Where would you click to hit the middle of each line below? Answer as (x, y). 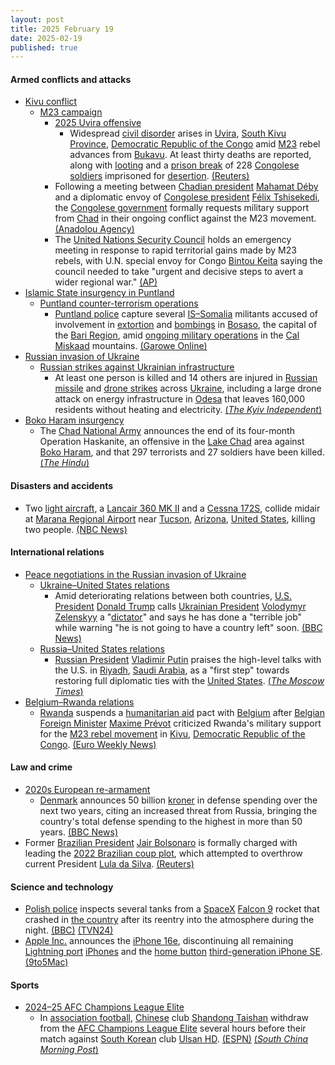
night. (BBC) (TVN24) (69, 930)
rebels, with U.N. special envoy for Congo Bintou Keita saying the (188, 261)
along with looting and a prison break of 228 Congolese (184, 165)
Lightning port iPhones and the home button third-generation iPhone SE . (173, 952)
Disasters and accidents (62, 486)
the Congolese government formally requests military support (182, 208)
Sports (25, 985)
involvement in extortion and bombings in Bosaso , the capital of (186, 325)
